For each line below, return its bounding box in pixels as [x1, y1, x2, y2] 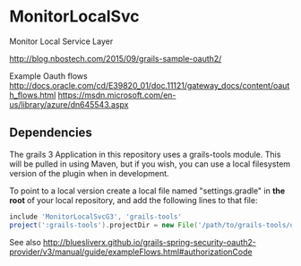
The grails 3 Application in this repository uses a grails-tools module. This [9, 149, 281, 159]
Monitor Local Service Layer [9, 36, 114, 47]
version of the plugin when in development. [9, 167, 169, 178]
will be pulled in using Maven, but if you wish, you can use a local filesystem [9, 159, 291, 169]
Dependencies [9, 125, 92, 141]
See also [9, 236, 42, 247]
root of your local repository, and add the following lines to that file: [9, 194, 258, 205]
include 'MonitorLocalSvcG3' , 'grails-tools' [9, 212, 182, 221]
